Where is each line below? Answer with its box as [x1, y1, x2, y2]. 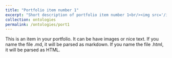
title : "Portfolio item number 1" [5, 7, 79, 13]
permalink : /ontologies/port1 [5, 22, 70, 27]
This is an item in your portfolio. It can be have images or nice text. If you [5, 36, 159, 42]
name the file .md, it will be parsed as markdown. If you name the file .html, [5, 42, 164, 48]
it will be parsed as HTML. [5, 47, 60, 53]
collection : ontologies [5, 17, 56, 22]
